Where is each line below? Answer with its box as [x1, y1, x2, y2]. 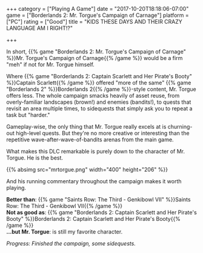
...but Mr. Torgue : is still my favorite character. [6, 228, 123, 235]
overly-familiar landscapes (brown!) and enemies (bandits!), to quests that [6, 98, 191, 106]
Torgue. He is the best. [6, 154, 64, 161]
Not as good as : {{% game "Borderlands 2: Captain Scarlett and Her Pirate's [6, 209, 197, 216]
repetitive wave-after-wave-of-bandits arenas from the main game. [6, 136, 174, 143]
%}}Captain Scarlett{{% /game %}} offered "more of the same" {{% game [6, 79, 191, 86]
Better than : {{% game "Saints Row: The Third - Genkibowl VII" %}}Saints [6, 196, 191, 203]
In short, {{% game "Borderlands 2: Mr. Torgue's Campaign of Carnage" [6, 48, 186, 55]
